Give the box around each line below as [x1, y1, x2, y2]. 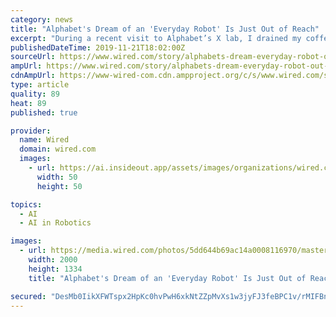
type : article [10, 80, 70, 90]
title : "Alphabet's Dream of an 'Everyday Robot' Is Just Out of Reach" [10, 24, 320, 34]
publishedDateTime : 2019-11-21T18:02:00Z [10, 42, 186, 53]
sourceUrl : [10, 52, 56, 62]
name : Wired [19, 135, 70, 145]
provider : [10, 126, 52, 136]
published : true [10, 107, 78, 118]
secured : [10, 291, 47, 301]
